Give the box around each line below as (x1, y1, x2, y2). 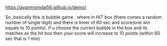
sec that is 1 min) (5, 35, 40, 41)
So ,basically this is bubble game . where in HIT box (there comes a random (5, 14, 162, 20)
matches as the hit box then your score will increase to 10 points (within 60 (5, 30, 160, 36)
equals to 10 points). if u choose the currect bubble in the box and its (5, 25, 148, 31)
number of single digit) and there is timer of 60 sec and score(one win (5, 20, 150, 25)
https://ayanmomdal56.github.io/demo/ (5, 5, 87, 10)
